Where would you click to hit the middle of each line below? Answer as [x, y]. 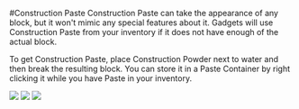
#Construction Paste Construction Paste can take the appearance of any [144, 13]
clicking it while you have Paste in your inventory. [100, 78]
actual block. [33, 41]
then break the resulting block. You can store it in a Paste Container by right [150, 68]
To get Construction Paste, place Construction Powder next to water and [144, 59]
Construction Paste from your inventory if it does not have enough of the [144, 32]
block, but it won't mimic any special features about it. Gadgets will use [141, 23]
